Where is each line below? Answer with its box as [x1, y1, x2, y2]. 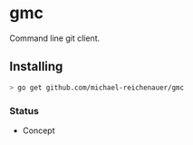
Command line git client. [9, 33, 101, 43]
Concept [22, 125, 56, 136]
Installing [9, 59, 63, 74]
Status [9, 104, 39, 117]
